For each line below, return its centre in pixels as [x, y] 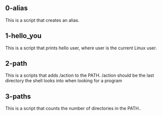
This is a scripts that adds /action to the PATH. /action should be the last [80, 75]
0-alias [17, 8]
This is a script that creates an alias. [42, 20]
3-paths [18, 96]
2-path [16, 63]
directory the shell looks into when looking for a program [64, 81]
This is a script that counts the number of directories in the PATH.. [73, 109]
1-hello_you [23, 36]
